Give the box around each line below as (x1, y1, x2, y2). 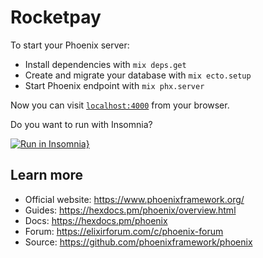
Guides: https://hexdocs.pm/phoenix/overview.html (24, 204, 237, 216)
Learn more (10, 167, 84, 184)
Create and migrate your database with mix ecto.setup (24, 69, 252, 81)
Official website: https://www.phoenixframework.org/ (24, 193, 245, 205)
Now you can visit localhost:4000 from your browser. (10, 99, 230, 111)
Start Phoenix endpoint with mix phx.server (24, 79, 205, 91)
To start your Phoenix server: (10, 39, 130, 51)
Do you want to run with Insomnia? (10, 118, 153, 130)
